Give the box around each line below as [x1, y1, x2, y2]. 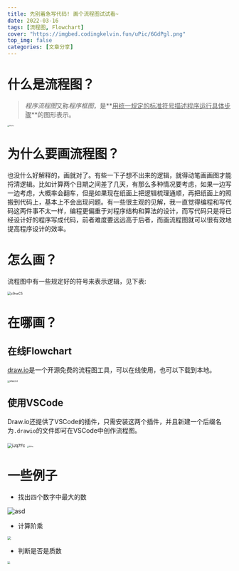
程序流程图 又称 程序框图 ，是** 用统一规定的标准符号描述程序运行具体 [24, 101, 225, 110]
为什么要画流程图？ [7, 146, 120, 163]
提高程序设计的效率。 [7, 224, 70, 232]
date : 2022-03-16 [7, 17, 59, 24]
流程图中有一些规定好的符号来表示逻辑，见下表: [7, 277, 147, 285]
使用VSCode [7, 397, 64, 409]
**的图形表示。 [31, 110, 75, 118]
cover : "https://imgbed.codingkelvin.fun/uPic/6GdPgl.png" [7, 30, 186, 38]
